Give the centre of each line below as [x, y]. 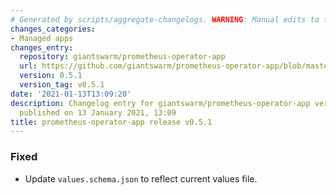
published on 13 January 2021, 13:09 [98, 112]
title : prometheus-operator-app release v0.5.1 [111, 122]
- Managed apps [42, 38]
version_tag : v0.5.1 [62, 85]
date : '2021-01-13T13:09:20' [71, 94]
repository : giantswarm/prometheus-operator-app [122, 57]
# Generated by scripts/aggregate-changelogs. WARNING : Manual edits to [165, 19]
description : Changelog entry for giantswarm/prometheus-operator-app [160, 103]
